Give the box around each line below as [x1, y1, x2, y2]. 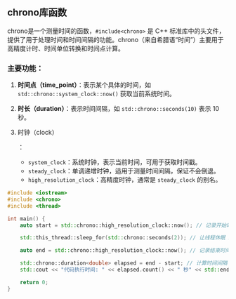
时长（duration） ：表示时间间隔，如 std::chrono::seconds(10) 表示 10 [17, 105, 220, 113]
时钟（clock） [17, 128, 58, 137]
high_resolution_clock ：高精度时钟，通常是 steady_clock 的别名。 [27, 175, 222, 184]
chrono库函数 [7, 6, 67, 19]
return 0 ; [20, 279, 49, 286]
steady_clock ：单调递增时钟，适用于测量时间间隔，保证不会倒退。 [27, 167, 220, 175]
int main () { [7, 215, 46, 222]
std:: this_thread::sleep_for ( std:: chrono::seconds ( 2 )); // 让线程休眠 [20, 234, 226, 241]
